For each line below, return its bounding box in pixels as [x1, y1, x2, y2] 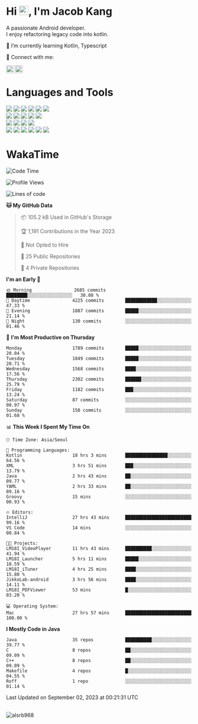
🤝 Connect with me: [6, 53, 54, 60]
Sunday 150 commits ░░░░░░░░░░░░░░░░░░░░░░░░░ [6, 407, 192, 413]
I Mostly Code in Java [6, 625, 60, 632]
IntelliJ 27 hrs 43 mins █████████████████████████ [6, 514, 192, 521]
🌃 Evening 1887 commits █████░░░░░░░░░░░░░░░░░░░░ [6, 308, 192, 313]
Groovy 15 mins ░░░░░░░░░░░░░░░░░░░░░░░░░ [6, 493, 192, 500]
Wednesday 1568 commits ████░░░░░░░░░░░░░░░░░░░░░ [6, 366, 192, 371]
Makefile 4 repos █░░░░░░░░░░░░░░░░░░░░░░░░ [6, 668, 192, 674]
